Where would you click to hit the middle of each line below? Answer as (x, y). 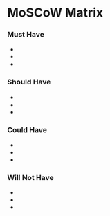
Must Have (26, 35)
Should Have (29, 82)
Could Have (27, 129)
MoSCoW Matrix (55, 13)
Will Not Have (30, 178)
